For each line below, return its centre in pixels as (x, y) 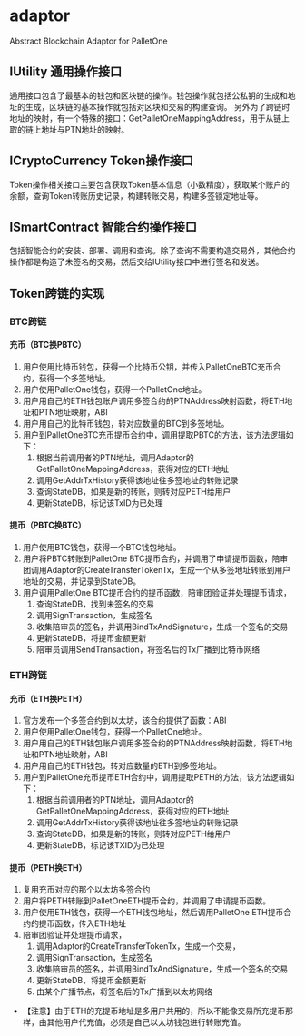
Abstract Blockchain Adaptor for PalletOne (89, 41)
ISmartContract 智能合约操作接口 (103, 227)
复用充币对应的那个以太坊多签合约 (86, 890)
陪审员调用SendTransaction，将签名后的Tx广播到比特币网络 (148, 649)
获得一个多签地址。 (74, 378)
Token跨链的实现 (57, 293)
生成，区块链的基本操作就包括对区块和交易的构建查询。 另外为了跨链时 (157, 106)
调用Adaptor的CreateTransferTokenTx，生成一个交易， (138, 946)
